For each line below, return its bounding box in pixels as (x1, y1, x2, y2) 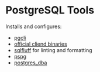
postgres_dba (13, 59, 47, 66)
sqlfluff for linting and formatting (13, 46, 92, 53)
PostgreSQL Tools (5, 4, 95, 17)
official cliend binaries (13, 40, 68, 47)
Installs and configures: (5, 23, 62, 30)
